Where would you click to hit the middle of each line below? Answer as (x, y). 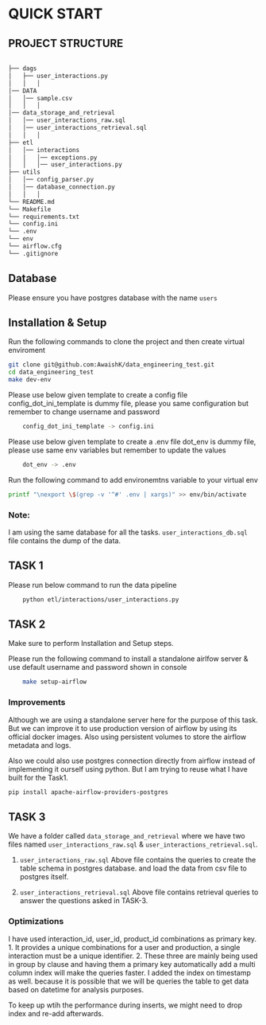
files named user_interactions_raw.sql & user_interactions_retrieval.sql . (133, 844)
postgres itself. (44, 877)
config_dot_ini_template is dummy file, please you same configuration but (128, 403)
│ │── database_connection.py (62, 187)
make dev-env (30, 380)
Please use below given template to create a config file (98, 395)
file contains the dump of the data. (65, 540)
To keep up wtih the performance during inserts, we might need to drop (125, 1005)
